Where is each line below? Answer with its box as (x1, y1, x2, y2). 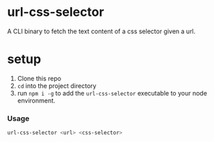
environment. (17, 96, 56, 105)
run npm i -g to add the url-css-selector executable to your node (17, 89, 207, 97)
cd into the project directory (17, 81, 97, 90)
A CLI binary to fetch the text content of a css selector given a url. (7, 27, 196, 35)
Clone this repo (17, 74, 61, 82)
